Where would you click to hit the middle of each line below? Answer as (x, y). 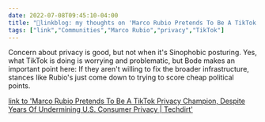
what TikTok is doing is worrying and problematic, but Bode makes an (122, 61)
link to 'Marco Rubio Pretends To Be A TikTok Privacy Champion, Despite (127, 101)
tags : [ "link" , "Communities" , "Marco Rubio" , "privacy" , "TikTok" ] (116, 30)
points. (19, 86)
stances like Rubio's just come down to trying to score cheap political (121, 78)
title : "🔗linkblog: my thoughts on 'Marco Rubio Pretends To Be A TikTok (132, 23)
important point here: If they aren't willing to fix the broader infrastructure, (129, 69)
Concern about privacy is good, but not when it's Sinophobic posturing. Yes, (132, 53)
